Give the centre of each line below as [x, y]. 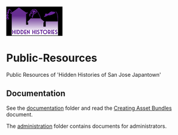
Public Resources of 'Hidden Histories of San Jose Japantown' [84, 74]
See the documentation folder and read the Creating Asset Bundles [89, 108]
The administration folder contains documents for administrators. [86, 126]
